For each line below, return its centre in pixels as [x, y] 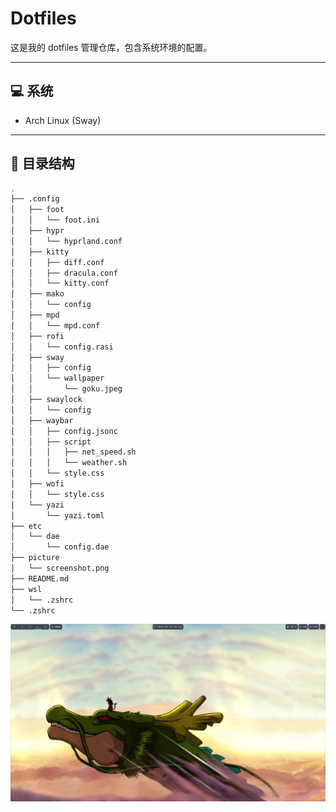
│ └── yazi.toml [57, 515]
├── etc [26, 526]
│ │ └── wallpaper [57, 378]
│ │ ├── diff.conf [57, 262]
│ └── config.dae [60, 547]
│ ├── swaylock [46, 400]
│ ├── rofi [37, 336]
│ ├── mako [37, 294]
